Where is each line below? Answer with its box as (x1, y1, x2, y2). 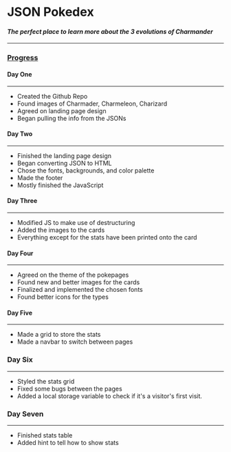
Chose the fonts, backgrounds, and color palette (16, 166, 155, 175)
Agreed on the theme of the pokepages (16, 271, 129, 279)
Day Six (7, 355, 33, 364)
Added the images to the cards (16, 226, 105, 234)
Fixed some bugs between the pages (16, 384, 122, 393)
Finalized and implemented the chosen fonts (16, 286, 143, 294)
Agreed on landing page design (16, 106, 107, 115)
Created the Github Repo (16, 92, 88, 100)
